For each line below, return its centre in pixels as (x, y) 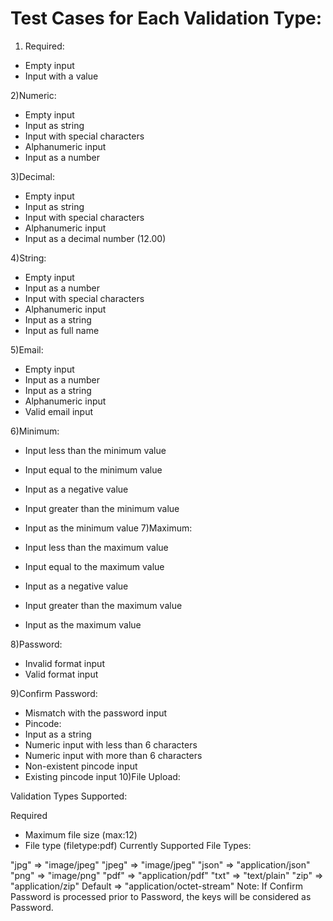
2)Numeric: (33, 95)
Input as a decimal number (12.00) (95, 238)
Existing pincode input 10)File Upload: (102, 776)
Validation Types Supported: (69, 796)
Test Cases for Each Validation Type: (166, 18)
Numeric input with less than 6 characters (111, 744)
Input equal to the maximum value (94, 566)
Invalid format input (64, 663)
